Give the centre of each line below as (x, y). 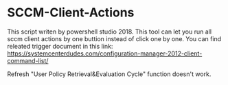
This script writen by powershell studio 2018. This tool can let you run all (109, 32)
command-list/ (28, 60)
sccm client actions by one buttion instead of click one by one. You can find (114, 38)
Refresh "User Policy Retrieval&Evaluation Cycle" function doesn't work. (109, 74)
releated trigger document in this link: (60, 46)
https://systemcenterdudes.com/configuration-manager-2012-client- (105, 53)
